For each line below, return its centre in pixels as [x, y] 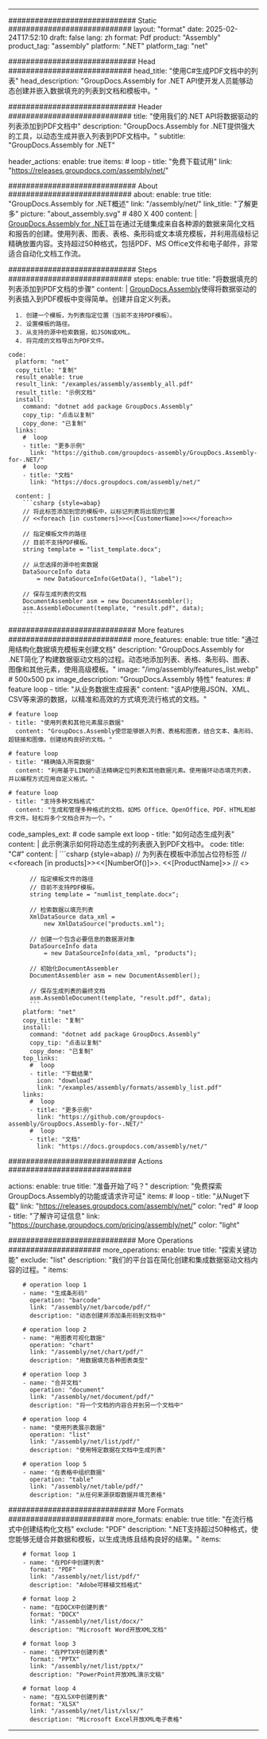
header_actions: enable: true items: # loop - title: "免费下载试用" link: [120, 161]
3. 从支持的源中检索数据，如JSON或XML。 [75, 332]
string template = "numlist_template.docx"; [104, 895]
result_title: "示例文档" [56, 393]
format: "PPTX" [54, 1659]
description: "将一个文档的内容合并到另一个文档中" [106, 1405]
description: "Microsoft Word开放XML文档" [98, 1630]
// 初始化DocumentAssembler [74, 969]
